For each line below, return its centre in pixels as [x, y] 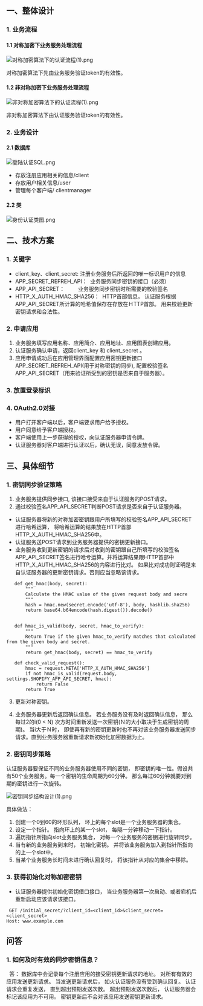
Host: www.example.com [35, 921]
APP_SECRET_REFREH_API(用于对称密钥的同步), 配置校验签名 [92, 366]
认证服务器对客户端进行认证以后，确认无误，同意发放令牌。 [89, 445]
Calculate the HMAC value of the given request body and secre [106, 594]
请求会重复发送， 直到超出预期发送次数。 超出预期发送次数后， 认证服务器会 [101, 989]
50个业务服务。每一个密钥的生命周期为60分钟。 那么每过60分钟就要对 [99, 776]
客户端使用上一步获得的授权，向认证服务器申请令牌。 [81, 438]
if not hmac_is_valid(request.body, [71, 673]
